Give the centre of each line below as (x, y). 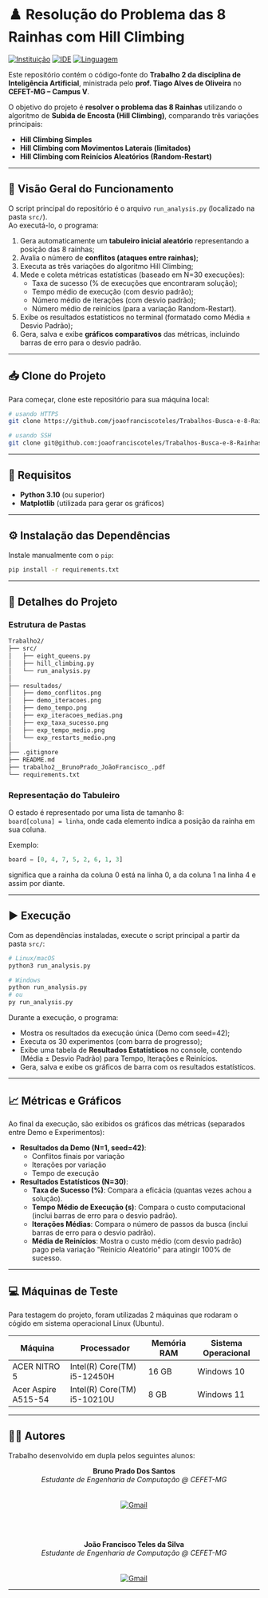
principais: (26, 124)
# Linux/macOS (32, 958)
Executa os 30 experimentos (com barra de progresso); (111, 1042)
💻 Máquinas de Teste (63, 1292)
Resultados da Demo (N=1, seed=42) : (83, 1147)
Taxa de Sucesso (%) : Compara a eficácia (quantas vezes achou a (142, 1190)
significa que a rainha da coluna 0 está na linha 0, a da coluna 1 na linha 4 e (132, 875)
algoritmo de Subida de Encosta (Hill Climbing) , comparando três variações (134, 115)
